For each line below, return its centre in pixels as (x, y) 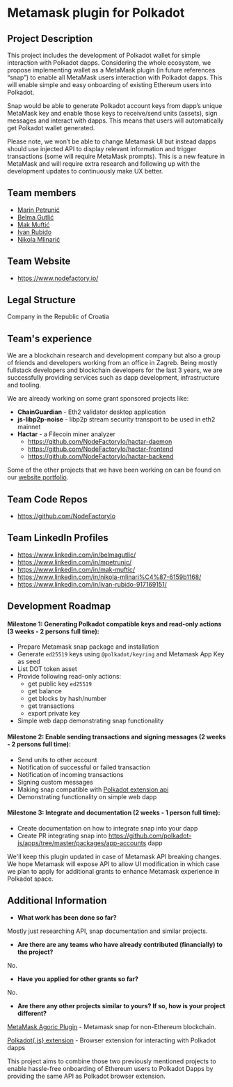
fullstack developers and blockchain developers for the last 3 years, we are (115, 370)
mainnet (29, 427)
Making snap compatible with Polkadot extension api (93, 789)
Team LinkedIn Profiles (58, 538)
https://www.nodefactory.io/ (58, 278)
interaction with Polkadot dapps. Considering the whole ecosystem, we (109, 63)
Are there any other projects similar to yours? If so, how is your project (121, 1005)
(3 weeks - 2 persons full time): (53, 631)
